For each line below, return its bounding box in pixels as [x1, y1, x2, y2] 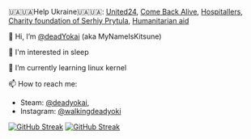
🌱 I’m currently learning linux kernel [8, 63, 127, 72]
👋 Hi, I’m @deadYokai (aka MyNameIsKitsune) [8, 32, 162, 41]
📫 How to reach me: [8, 79, 78, 88]
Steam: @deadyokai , [19, 98, 90, 107]
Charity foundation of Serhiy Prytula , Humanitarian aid [8, 16, 189, 25]
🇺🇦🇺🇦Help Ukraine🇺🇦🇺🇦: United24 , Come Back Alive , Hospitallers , [8, 7, 243, 16]
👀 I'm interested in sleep [8, 48, 89, 57]
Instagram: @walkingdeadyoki [19, 107, 121, 116]
